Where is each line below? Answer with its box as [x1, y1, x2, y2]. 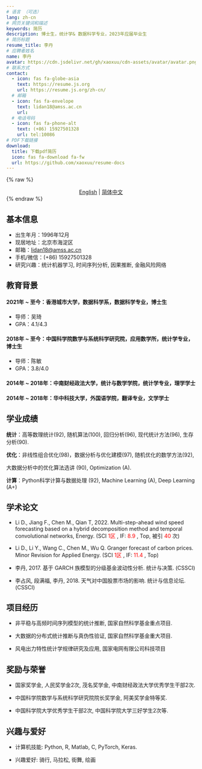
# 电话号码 [11, 115, 35, 121]
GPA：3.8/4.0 [14, 365, 49, 372]
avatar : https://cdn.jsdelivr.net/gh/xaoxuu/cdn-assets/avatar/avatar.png [6, 59, 198, 65]
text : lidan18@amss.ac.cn [17, 103, 82, 110]
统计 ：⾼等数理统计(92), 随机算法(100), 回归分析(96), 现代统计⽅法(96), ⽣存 [6, 431, 194, 438]
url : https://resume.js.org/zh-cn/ [17, 87, 106, 93]
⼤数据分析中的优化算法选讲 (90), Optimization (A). [6, 464, 132, 471]
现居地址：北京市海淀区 [14, 239, 73, 246]
